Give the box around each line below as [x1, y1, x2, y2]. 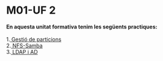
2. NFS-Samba [6, 42, 43, 49]
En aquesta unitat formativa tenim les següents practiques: [6, 23, 158, 30]
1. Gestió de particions [6, 36, 62, 43]
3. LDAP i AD [6, 48, 38, 55]
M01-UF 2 [6, 4, 56, 17]
